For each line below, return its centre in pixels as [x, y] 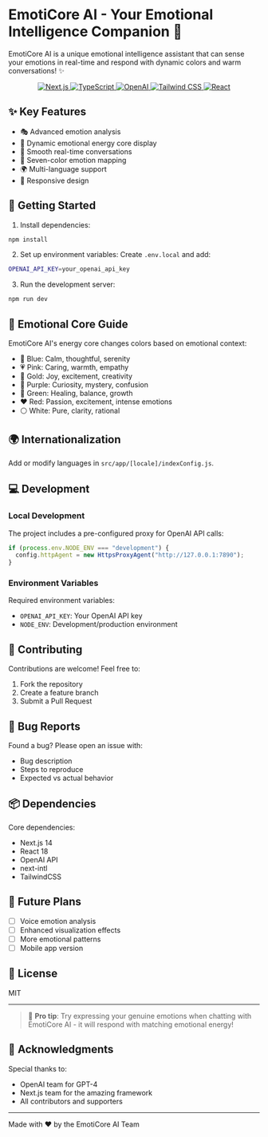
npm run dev [28, 299]
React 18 [34, 851]
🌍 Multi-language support [63, 168]
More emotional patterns [60, 939]
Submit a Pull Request [56, 701]
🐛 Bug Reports [45, 726]
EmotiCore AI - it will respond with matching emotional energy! [130, 1024]
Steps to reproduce [51, 770]
